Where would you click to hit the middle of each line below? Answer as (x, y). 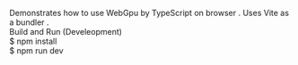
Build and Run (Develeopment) (66, 32)
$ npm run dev (37, 51)
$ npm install (33, 41)
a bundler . (29, 22)
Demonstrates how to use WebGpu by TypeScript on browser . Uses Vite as (149, 13)
